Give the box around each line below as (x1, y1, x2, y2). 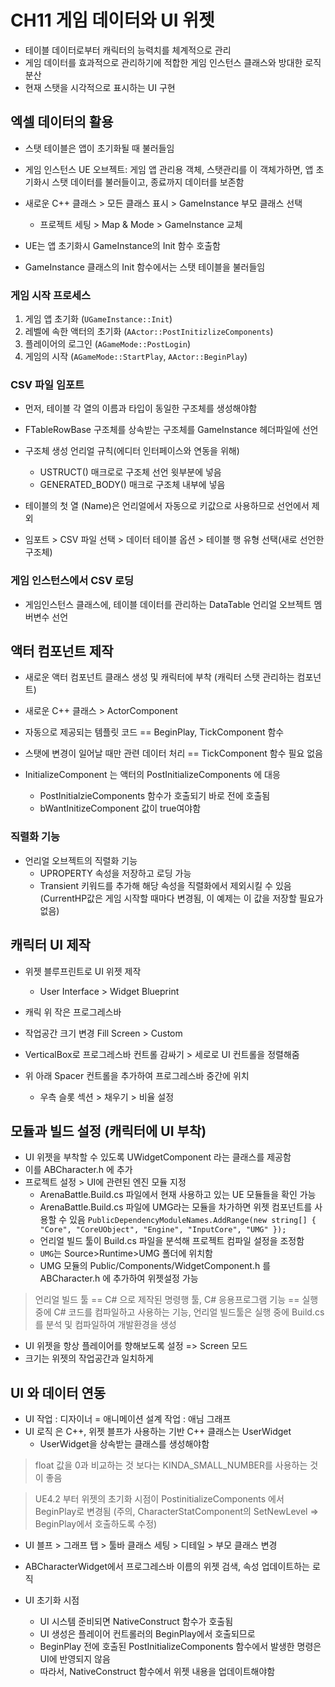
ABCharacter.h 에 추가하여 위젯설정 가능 (39, 1272, 199, 1285)
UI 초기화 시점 (24, 1594, 80, 1606)
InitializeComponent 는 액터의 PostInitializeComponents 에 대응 (24, 769, 281, 781)
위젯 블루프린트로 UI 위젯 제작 (24, 965, 142, 977)
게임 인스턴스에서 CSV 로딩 (10, 574, 135, 588)
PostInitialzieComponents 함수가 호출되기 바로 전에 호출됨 (39, 790, 271, 802)
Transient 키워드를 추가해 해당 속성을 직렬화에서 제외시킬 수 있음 (39, 879, 292, 891)
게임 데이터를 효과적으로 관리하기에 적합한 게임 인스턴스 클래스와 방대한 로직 (24, 56, 322, 68)
